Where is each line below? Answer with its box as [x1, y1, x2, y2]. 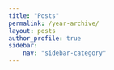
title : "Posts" [8, 11, 60, 20]
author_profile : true [8, 34, 82, 43]
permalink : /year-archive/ [8, 19, 99, 27]
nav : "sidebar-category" [23, 49, 107, 57]
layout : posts [8, 27, 57, 35]
